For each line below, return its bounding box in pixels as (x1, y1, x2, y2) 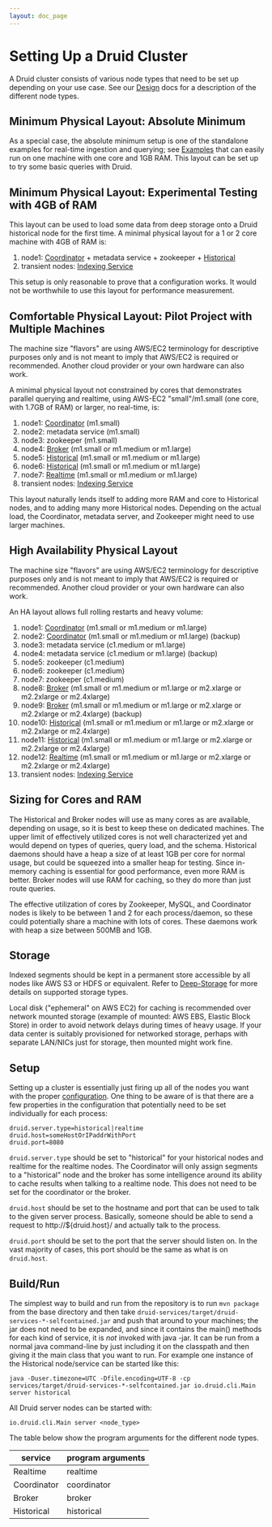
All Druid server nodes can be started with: (9, 1403, 152, 1413)
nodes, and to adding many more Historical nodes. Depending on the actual (9, 503, 261, 513)
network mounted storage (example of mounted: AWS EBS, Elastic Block (9, 1012, 251, 1022)
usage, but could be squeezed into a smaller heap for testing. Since (9, 858, 235, 867)
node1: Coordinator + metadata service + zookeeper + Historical (20, 253, 236, 262)
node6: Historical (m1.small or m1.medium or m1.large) (20, 461, 201, 471)
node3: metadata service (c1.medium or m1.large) (20, 639, 186, 650)
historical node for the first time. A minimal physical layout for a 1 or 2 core (9, 228, 257, 238)
